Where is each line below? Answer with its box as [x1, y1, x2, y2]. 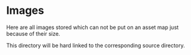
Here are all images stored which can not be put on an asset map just [6, 24, 179, 31]
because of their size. [6, 30, 60, 37]
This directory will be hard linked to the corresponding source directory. [6, 42, 186, 49]
